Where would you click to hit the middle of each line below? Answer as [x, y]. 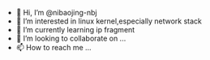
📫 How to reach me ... [54, 47]
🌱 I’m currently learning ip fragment [75, 30]
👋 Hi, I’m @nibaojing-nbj [56, 13]
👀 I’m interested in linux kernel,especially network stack [109, 21]
